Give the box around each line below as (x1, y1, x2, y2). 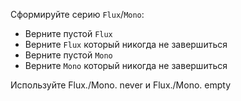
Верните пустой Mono (24, 49, 113, 61)
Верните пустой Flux (24, 28, 113, 39)
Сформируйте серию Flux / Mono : (10, 9, 145, 20)
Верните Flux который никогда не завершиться (24, 39, 228, 50)
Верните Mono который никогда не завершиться (24, 60, 228, 71)
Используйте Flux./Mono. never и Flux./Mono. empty (10, 79, 232, 91)
